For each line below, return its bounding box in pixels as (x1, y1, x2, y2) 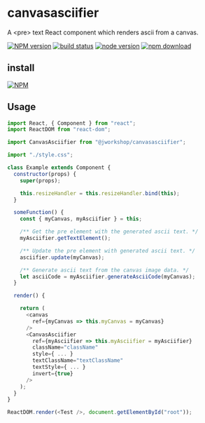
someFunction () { (13, 209, 64, 216)
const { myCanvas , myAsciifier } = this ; (20, 215, 142, 222)
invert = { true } (32, 370, 73, 377)
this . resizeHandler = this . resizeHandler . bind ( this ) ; (20, 189, 180, 197)
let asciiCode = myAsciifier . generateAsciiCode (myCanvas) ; (20, 273, 196, 280)
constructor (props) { (13, 170, 77, 177)
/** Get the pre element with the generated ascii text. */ (20, 228, 199, 236)
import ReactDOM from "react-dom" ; (7, 126, 111, 133)
